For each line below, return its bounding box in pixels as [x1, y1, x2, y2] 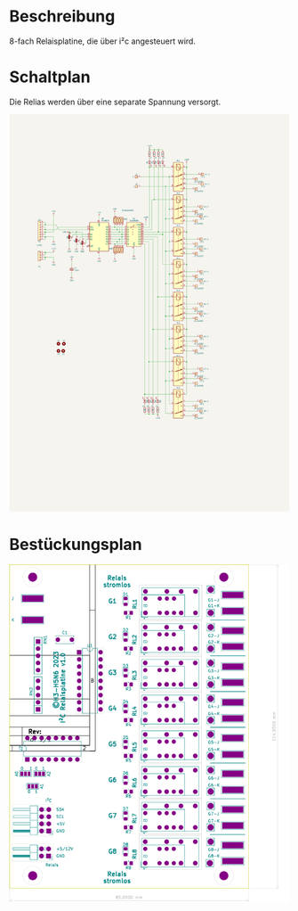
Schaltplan [9, 67, 91, 87]
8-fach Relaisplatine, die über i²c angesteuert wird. [9, 36, 196, 46]
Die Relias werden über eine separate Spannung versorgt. [9, 96, 221, 107]
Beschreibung [9, 6, 116, 27]
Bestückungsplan [9, 534, 142, 554]
